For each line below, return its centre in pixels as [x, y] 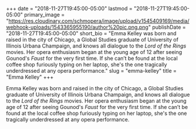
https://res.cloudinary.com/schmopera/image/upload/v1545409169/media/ [99, 21]
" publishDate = [167, 27]
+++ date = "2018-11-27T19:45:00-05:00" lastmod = [70, 9]
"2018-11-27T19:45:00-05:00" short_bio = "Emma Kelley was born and [91, 33]
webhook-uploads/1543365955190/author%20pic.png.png [77, 27]
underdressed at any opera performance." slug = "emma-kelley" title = [92, 71]
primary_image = [45, 15]
